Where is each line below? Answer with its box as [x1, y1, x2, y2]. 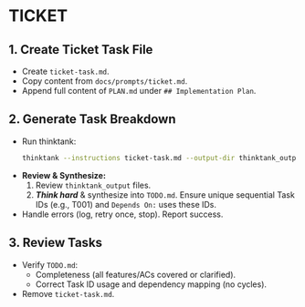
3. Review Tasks [8, 235, 102, 251]
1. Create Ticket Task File [8, 42, 153, 57]
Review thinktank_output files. [35, 179, 152, 190]
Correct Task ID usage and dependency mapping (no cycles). [35, 279, 267, 290]
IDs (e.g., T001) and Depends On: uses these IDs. [35, 199, 216, 210]
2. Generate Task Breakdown [8, 111, 176, 128]
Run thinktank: [21, 136, 77, 147]
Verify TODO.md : [21, 259, 79, 270]
